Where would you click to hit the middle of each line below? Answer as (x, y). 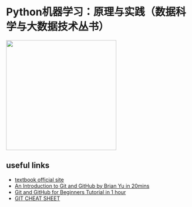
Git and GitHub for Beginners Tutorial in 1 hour (70, 192)
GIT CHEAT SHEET (37, 198)
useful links (28, 166)
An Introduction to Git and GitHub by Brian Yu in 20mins (82, 186)
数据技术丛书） (73, 27)
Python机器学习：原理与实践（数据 (91, 12)
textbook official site (39, 179)
